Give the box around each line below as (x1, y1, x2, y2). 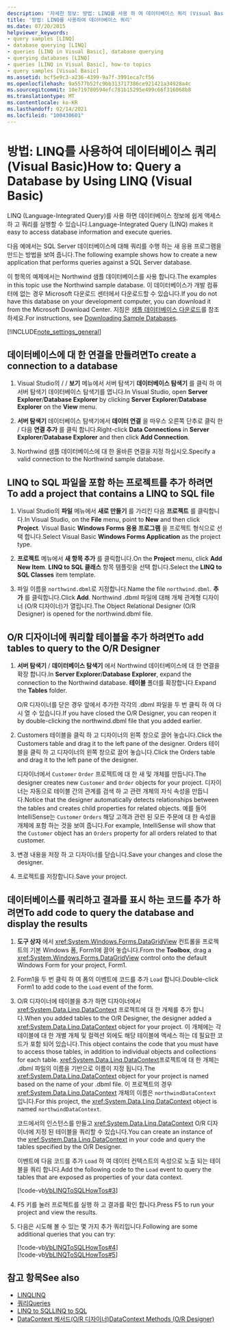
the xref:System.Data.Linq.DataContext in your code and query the (16, 1135, 205, 1144)
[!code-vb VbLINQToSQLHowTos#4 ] (16, 1243, 118, 1251)
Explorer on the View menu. (16, 402, 97, 411)
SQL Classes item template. (16, 570, 96, 579)
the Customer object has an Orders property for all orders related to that (16, 829, 217, 837)
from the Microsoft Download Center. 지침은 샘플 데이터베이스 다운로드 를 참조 (7, 305, 220, 313)
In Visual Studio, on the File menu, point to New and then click (24, 516, 201, 524)
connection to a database (7, 360, 118, 372)
